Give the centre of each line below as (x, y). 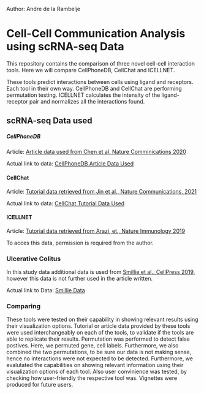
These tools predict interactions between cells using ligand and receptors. (100, 81)
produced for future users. (40, 385)
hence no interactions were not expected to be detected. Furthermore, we (100, 358)
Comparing (24, 306)
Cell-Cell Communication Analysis (96, 34)
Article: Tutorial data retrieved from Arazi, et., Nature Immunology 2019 (96, 231)
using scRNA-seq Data (65, 47)
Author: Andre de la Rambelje (43, 9)
